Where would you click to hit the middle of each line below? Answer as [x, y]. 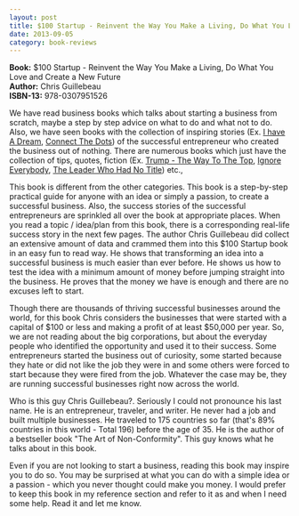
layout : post [33, 17]
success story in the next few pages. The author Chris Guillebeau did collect [149, 234]
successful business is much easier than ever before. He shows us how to [145, 262]
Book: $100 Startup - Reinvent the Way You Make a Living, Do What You [141, 68]
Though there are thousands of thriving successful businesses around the [145, 309]
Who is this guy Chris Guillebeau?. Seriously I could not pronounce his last [145, 401]
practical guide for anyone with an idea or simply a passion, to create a [139, 197]
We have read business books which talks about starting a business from [143, 113]
